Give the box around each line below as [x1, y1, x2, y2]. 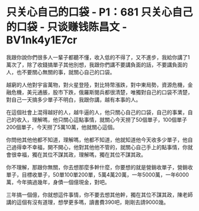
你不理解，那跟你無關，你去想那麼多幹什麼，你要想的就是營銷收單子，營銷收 [6, 163, 193, 171]
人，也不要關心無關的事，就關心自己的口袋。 [6, 68, 115, 75]
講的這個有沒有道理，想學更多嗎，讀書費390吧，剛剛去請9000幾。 [6, 199, 169, 206]
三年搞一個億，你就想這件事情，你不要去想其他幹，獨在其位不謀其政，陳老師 [6, 191, 193, 198]
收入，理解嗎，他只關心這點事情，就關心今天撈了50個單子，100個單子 [16, 116, 188, 123]
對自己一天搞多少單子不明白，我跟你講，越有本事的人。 [6, 96, 141, 103]
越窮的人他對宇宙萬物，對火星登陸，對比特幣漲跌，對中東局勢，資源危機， [6, 81, 188, 88]
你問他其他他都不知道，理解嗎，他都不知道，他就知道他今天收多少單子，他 [6, 136, 188, 143]
